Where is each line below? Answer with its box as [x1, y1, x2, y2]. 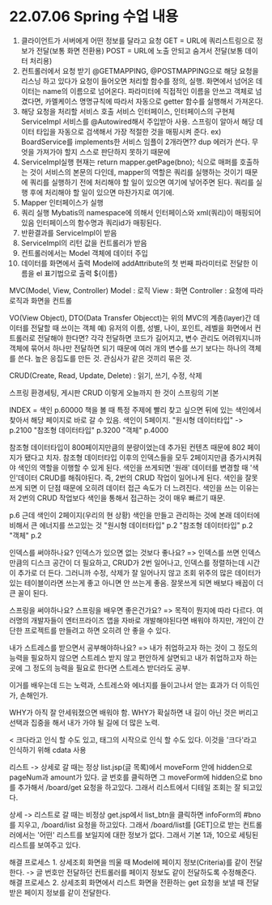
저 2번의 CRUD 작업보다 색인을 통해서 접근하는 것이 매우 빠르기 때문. [9, 493, 226, 503]
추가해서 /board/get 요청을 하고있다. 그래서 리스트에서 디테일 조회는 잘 [17, 782, 241, 792]
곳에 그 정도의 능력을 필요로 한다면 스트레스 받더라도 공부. [9, 663, 191, 673]
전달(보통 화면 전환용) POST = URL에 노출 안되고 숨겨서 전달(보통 [36, 45, 244, 55]
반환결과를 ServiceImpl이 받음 [20, 227, 117, 237]
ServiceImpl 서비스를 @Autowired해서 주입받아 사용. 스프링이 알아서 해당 [20, 117, 255, 126]
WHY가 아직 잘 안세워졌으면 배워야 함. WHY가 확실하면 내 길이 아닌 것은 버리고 [9, 707, 259, 717]
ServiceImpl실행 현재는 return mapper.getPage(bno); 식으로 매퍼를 [20, 157, 238, 167]
